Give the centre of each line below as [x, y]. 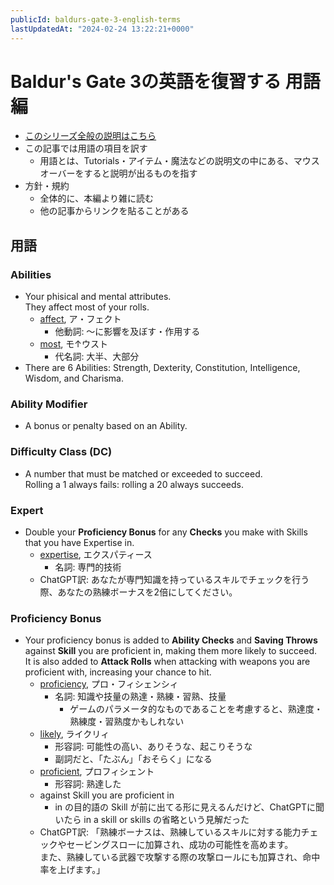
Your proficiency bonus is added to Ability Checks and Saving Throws [171, 640]
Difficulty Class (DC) [61, 452]
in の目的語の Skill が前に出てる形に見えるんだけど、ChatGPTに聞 [189, 807]
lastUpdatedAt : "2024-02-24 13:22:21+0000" [102, 29]
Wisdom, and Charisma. [74, 378]
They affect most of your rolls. [87, 307]
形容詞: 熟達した [88, 784]
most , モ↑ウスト [73, 344]
